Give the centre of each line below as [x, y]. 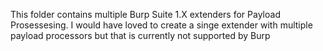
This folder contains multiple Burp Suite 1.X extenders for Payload [145, 14]
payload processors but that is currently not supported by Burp [140, 35]
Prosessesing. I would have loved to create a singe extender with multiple [161, 25]
